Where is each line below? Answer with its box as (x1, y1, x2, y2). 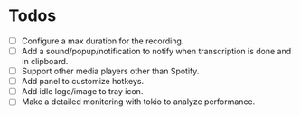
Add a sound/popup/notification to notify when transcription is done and (21, 46, 292, 56)
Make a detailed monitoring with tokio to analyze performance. (21, 96, 256, 107)
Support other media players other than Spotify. (21, 65, 200, 77)
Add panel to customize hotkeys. (21, 76, 145, 87)
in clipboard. (21, 56, 69, 67)
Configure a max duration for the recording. (21, 35, 184, 46)
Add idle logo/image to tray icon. (21, 86, 144, 97)
